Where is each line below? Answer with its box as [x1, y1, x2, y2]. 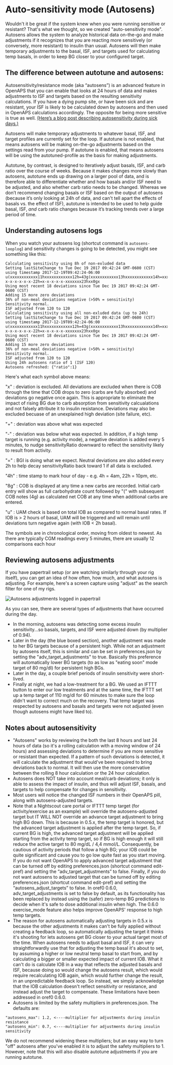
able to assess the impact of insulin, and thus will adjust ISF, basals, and [12, 781, 166, 787]
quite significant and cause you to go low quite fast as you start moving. [12, 852, 166, 858]
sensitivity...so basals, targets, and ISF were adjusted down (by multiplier [12, 626, 168, 633]
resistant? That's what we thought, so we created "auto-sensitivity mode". [5, 26, 163, 32]
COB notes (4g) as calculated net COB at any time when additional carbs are [5, 493, 168, 500]
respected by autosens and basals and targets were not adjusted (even [12, 703, 164, 709]
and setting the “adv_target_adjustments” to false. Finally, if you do [24, 868, 166, 875]
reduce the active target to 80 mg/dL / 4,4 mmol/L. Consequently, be [12, 841, 160, 847]
